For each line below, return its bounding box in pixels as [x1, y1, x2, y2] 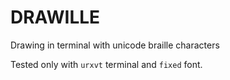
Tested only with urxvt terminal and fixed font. [10, 58, 203, 70]
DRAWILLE [10, 6, 101, 29]
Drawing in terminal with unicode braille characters [10, 39, 220, 51]
